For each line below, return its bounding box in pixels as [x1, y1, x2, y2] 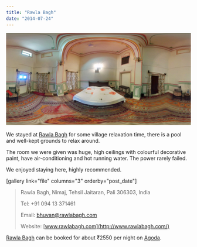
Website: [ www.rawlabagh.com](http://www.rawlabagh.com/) [20, 222, 170, 229]
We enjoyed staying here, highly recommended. [6, 166, 122, 173]
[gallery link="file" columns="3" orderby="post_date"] [6, 177, 137, 184]
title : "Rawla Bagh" [6, 9, 57, 15]
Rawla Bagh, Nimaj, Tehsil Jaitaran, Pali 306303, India [20, 188, 151, 195]
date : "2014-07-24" [6, 15, 54, 22]
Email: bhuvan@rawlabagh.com [20, 211, 97, 218]
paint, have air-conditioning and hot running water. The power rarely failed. [6, 155, 188, 162]
